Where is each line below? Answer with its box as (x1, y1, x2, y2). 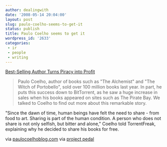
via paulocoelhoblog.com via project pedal (5, 136, 94, 142)
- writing (7, 54, 28, 60)
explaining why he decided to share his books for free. (5, 126, 119, 132)
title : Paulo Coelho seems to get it (5, 31, 85, 36)
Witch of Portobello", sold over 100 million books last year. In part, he (17, 84, 162, 90)
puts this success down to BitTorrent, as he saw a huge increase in (17, 90, 158, 96)
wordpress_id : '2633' (5, 36, 51, 41)
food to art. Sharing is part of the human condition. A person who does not (5, 115, 161, 122)
